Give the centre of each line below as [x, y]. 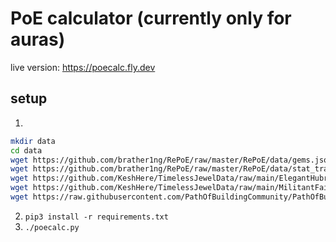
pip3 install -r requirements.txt [96, 217]
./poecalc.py [52, 227]
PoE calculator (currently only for [151, 18]
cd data [26, 150]
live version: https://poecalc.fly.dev [83, 67]
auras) [38, 39]
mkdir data [33, 141]
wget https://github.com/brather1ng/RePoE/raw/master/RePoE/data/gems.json [171, 160]
